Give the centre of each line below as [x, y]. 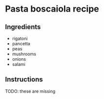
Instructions [24, 79]
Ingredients [23, 27]
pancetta [21, 44]
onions [19, 59]
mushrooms [24, 54]
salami [19, 64]
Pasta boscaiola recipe [52, 9]
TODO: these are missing [30, 91]
